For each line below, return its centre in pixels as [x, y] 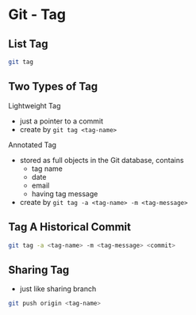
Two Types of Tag [53, 87]
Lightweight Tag [35, 105]
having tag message [65, 194]
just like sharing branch [58, 289]
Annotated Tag [33, 145]
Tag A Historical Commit [69, 227]
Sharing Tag [39, 269]
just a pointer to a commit [61, 121]
